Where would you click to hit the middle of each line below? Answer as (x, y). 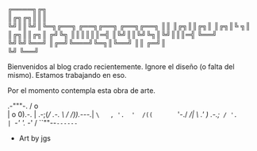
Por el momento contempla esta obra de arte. (82, 91)
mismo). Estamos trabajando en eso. (67, 75)
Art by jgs (35, 138)
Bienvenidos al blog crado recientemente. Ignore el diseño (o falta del (121, 67)
